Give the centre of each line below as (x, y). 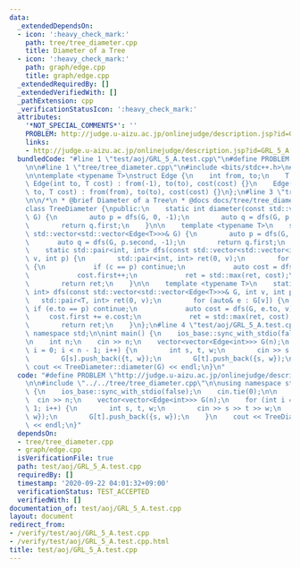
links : (37, 142)
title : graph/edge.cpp (67, 76)
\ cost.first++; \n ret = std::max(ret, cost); (158, 276)
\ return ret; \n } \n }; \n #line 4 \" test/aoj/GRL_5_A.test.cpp (161, 326)
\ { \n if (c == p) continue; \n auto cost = (151, 267)
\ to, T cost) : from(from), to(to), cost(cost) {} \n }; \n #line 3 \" (155, 192)
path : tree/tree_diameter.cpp (82, 42)
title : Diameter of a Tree (75, 51)
